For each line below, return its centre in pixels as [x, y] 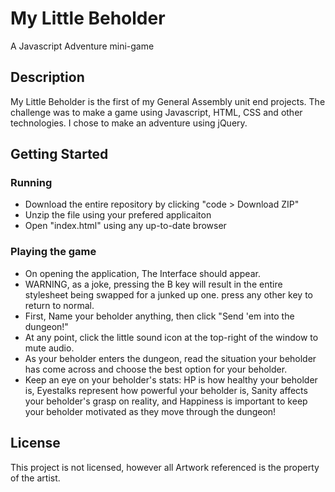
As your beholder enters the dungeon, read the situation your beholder [170, 358]
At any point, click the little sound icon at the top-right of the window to [171, 337]
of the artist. [35, 478]
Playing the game [53, 252]
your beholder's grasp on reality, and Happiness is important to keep [166, 401]
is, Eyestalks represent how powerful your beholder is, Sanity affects [166, 390]
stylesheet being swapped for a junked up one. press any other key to [168, 294]
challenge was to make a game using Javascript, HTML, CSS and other [156, 112]
